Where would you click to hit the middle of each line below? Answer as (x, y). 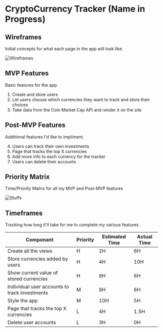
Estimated (114, 237)
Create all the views (30, 251)
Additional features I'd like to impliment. (44, 137)
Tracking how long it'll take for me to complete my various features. (73, 225)
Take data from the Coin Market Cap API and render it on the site (77, 110)
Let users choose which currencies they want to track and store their (81, 99)
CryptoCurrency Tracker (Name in (75, 9)
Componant (40, 240)
